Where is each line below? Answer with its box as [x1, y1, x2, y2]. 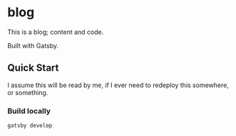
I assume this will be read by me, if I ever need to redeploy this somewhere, [7, 81, 230, 89]
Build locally [7, 106, 51, 115]
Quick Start [7, 62, 59, 74]
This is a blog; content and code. [7, 28, 104, 36]
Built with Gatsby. [7, 41, 59, 50]
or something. [7, 88, 48, 96]
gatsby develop [7, 122, 53, 130]
